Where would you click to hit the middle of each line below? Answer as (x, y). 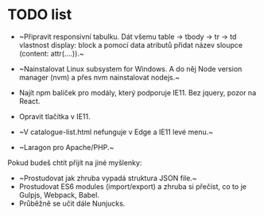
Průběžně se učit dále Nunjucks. (72, 203)
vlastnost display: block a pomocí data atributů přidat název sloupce (131, 44)
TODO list (40, 15)
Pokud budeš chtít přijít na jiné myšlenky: (75, 162)
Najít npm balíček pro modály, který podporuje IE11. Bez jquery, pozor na (137, 92)
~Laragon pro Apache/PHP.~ (66, 147)
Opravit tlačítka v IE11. (54, 116)
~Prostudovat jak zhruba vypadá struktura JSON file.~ (108, 178)
